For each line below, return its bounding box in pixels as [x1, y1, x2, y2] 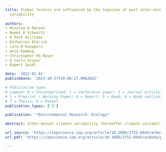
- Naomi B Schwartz [5, 30, 45, 35]
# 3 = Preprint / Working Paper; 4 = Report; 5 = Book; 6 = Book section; [5, 94, 163, 99]
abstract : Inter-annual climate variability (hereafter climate [5, 121, 140, 126]
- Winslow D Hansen [5, 26, 45, 31]
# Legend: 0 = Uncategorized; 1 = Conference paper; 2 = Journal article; [5, 90, 163, 95]
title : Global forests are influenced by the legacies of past [5, 7, 138, 12]
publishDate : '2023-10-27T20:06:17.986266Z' [5, 76, 98, 81]
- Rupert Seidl [5, 62, 37, 67]
